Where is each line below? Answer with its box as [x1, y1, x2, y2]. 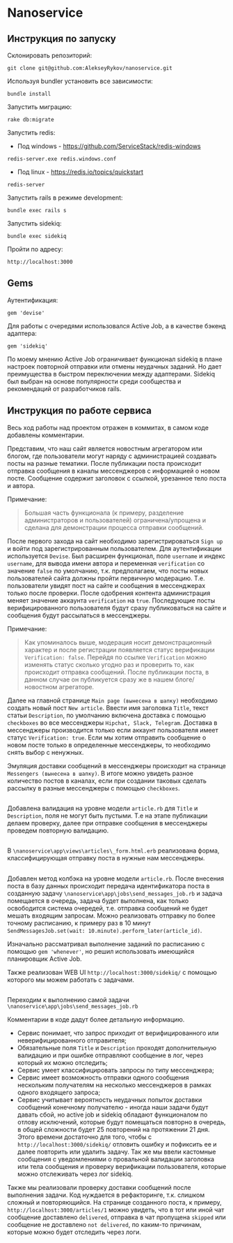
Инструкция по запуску [7, 33, 116, 45]
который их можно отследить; [17, 1059, 108, 1067]
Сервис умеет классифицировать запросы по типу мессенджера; [17, 1066, 214, 1075]
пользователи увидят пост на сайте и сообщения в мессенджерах [7, 581, 206, 589]
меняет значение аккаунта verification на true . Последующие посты [7, 596, 216, 605]
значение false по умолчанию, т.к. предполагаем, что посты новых [7, 566, 209, 575]
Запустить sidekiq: [7, 219, 62, 228]
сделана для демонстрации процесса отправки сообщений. [24, 523, 204, 531]
